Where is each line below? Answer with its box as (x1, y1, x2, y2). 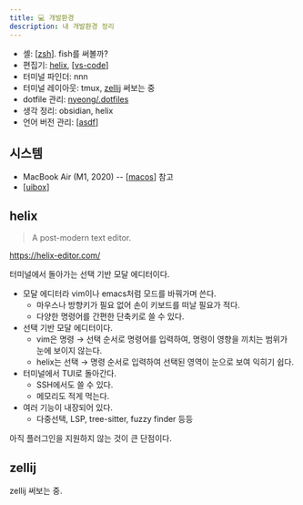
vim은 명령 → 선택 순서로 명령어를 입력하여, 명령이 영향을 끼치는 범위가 (35, 334, 288, 345)
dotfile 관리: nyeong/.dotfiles (22, 93, 129, 105)
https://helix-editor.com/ (9, 250, 101, 261)
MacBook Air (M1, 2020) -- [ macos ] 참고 (22, 171, 175, 182)
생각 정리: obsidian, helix (22, 105, 114, 116)
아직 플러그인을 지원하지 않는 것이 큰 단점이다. (9, 433, 173, 444)
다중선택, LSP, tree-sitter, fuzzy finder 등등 (35, 414, 194, 425)
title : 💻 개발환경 (9, 13, 75, 23)
